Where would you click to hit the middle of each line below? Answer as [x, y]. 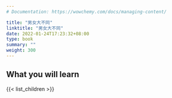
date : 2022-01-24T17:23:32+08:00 [48, 33]
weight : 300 [21, 50]
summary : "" [21, 45]
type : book [20, 39]
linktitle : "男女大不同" [35, 28]
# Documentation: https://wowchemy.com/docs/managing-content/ [87, 12]
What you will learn [43, 74]
